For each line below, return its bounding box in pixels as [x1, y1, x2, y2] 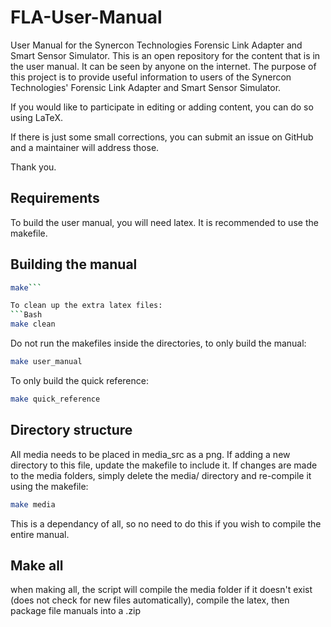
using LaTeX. [10, 111, 63, 123]
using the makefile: [10, 480, 89, 492]
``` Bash [10, 310, 43, 320]
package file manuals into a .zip [10, 605, 142, 617]
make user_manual [10, 357, 83, 367]
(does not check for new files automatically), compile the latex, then [10, 594, 290, 606]
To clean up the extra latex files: [10, 301, 163, 311]
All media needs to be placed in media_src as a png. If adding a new [10, 448, 291, 460]
